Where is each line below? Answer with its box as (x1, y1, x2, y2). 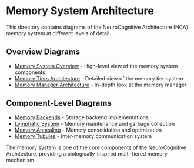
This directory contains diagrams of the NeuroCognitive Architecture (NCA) (6, 23, 189, 31)
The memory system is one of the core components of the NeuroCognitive (6, 144, 187, 151)
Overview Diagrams (6, 47, 81, 57)
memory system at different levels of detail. (6, 29, 112, 36)
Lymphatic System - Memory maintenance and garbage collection (14, 120, 175, 127)
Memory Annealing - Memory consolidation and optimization (14, 126, 162, 133)
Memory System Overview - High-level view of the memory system (14, 62, 178, 69)
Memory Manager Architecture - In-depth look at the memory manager (14, 81, 187, 88)
